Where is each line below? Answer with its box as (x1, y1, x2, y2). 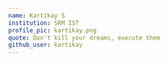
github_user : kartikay (8, 41, 83, 49)
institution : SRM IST (8, 19, 80, 27)
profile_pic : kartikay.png (8, 26, 97, 34)
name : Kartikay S (8, 11, 65, 20)
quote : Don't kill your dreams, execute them (8, 33, 160, 42)
